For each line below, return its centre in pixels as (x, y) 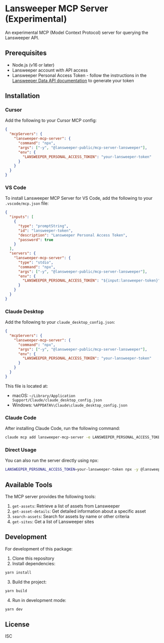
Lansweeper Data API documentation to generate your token (73, 80)
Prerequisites (26, 53)
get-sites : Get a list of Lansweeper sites (53, 522)
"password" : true (36, 240)
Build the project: (29, 582)
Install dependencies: (34, 563)
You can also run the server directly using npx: (52, 460)
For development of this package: (39, 548)
